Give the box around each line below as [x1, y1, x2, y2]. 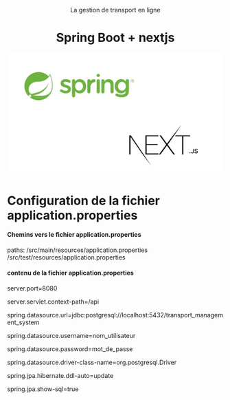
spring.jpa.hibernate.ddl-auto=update [7, 372, 114, 380]
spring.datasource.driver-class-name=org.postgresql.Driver [7, 358, 177, 367]
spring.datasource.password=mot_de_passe [7, 345, 133, 353]
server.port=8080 [7, 284, 58, 293]
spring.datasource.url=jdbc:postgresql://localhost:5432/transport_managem [7, 311, 223, 319]
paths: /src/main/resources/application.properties [7, 246, 148, 254]
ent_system [7, 318, 40, 326]
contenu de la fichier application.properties [7, 269, 134, 277]
